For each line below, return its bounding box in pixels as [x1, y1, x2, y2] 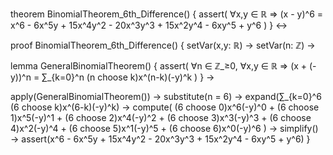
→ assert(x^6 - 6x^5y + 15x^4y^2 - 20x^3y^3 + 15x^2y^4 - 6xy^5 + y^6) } [10, 133, 311, 145]
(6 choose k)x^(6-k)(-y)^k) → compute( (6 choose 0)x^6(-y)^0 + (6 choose [10, 101, 320, 113]
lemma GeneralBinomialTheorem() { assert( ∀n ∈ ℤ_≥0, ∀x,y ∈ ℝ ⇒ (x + [10, 60, 308, 72]
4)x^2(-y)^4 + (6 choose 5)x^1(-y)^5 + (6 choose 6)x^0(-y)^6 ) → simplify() [10, 123, 319, 134]
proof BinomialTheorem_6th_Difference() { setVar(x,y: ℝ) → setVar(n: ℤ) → [10, 39, 316, 51]
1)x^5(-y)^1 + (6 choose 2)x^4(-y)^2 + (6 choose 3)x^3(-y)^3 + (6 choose [10, 112, 312, 123]
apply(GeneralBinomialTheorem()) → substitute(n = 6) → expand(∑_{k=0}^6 [10, 91, 322, 102]
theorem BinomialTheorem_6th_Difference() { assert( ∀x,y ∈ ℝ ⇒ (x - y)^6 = [10, 8, 324, 20]
